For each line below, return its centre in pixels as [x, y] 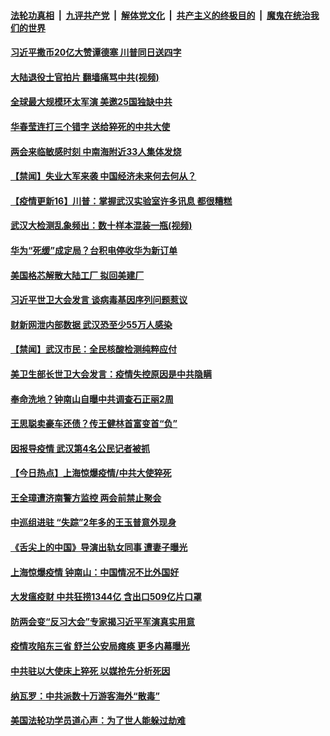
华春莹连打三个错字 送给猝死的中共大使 [90, 126]
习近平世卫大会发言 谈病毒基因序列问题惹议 [99, 300]
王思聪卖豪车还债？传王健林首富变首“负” [94, 424]
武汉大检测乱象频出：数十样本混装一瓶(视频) [101, 226]
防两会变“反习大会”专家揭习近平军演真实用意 [103, 621]
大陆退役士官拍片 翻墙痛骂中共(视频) [85, 77]
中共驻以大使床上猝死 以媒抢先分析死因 [90, 671]
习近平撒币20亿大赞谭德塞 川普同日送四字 [96, 52]
